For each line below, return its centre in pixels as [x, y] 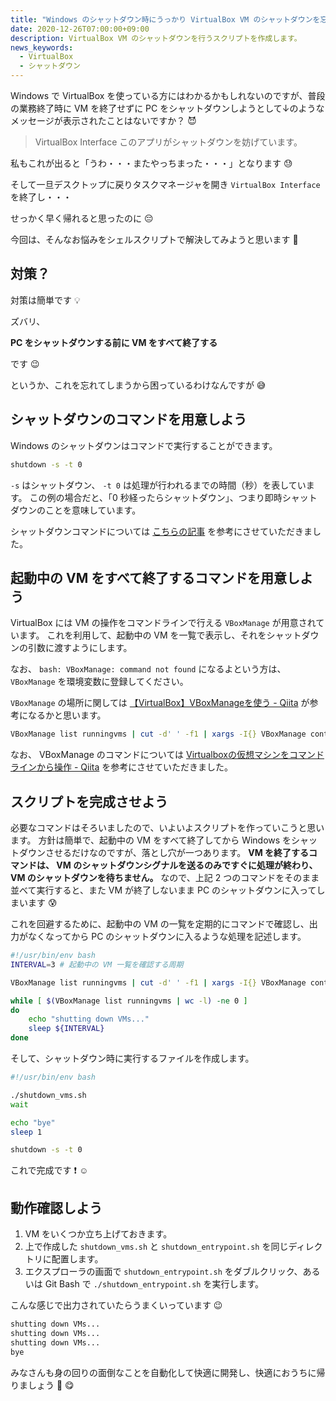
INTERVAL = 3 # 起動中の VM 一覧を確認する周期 [97, 964]
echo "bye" [33, 1122]
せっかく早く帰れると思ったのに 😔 [82, 218]
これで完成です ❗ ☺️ [49, 1170]
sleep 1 [26, 1132]
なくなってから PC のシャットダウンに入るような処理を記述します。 [167, 936]
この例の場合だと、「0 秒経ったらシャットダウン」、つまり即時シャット [173, 497]
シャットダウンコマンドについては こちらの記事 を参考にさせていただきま [161, 531]
